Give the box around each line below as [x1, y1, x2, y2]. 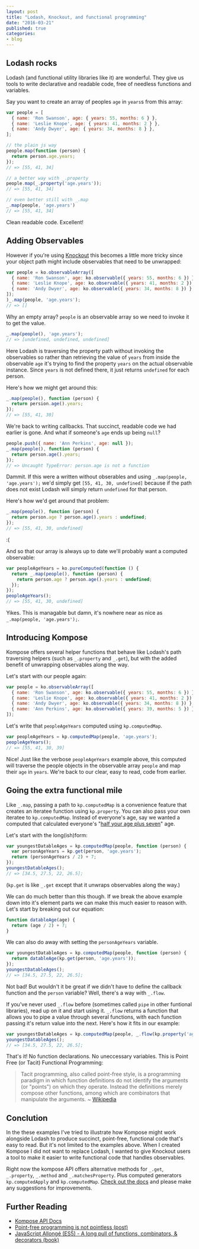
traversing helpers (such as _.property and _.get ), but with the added [6, 654, 177, 662]
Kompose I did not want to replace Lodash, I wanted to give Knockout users [6, 1148, 191, 1155]
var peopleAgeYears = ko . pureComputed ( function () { [6, 565, 139, 571]
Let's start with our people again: [6, 672, 87, 679]
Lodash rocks [6, 58, 57, 68]
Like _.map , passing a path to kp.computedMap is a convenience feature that [6, 801, 187, 808]
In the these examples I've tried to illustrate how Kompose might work [6, 1129, 176, 1136]
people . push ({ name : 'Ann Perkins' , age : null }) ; [6, 440, 134, 446]
